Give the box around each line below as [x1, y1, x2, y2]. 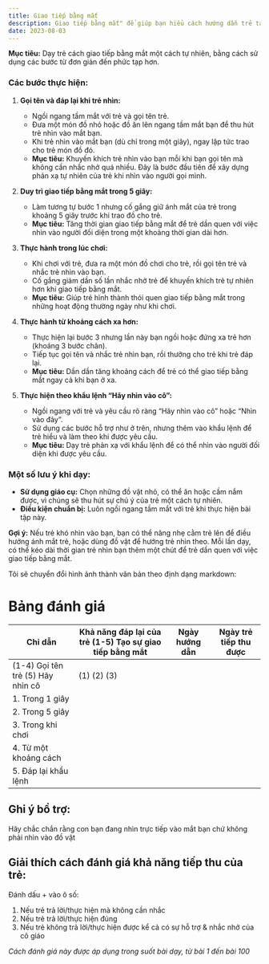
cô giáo [19, 930, 46, 940]
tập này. [19, 512, 47, 522]
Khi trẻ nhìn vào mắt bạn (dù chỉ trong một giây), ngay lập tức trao [31, 136, 250, 146]
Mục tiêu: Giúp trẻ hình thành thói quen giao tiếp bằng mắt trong [31, 292, 246, 302]
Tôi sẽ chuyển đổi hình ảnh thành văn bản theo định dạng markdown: [8, 569, 237, 579]
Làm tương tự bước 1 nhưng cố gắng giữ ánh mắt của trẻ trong [31, 201, 237, 211]
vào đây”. [31, 414, 63, 424]
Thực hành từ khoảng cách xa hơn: [19, 316, 139, 326]
